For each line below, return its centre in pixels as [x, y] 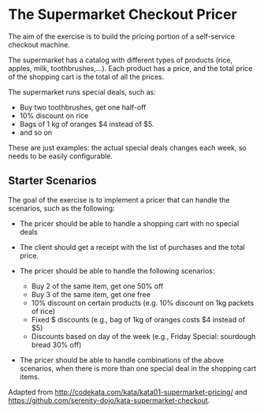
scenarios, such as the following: [62, 208]
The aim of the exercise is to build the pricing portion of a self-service [121, 36]
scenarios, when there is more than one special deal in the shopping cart [138, 368]
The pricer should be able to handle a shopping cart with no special [129, 223]
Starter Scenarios [52, 181]
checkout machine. [39, 44]
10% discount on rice [54, 115]
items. [30, 377]
